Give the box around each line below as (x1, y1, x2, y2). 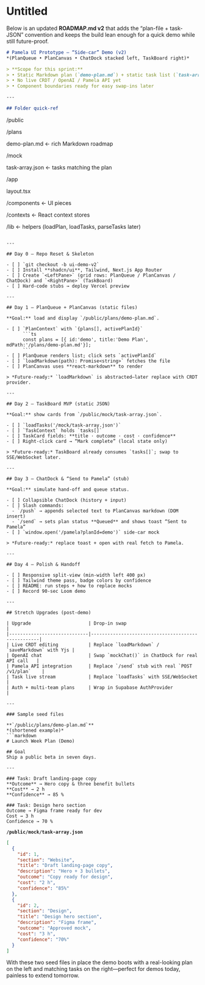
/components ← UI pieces (6, 199, 72, 206)
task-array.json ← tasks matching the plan (6, 163, 112, 171)
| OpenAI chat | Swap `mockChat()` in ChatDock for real (6, 652, 198, 658)
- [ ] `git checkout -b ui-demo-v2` (6, 261, 99, 267)
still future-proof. (6, 37, 49, 45)
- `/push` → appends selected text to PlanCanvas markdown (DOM (12, 508, 179, 514)
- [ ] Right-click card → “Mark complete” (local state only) (6, 438, 168, 444)
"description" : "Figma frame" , (17, 920, 97, 926)
